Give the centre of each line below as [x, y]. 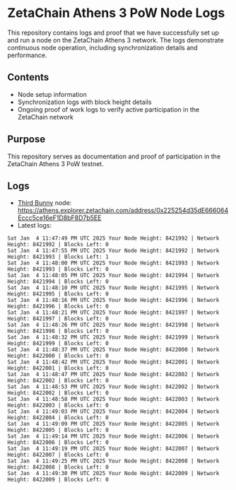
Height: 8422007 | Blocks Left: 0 [58, 455]
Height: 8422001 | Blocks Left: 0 [58, 368]
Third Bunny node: [45, 203]
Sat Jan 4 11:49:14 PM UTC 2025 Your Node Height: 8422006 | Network [113, 436]
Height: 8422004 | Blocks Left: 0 [58, 418]
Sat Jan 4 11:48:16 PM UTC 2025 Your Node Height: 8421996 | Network [113, 301]
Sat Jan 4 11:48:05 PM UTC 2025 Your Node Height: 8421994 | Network [113, 276]
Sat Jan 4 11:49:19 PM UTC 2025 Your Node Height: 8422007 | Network [113, 449]
